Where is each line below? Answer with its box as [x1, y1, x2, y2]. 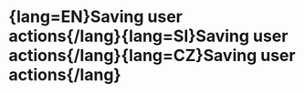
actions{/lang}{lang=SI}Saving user [8, 26, 289, 47]
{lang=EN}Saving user [8, 6, 184, 27]
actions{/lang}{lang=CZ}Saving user [8, 46, 296, 66]
